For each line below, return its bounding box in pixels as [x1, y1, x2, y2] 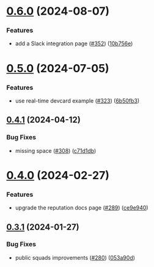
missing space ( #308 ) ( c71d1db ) [15, 147, 97, 154]
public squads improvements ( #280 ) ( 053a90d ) [15, 254, 136, 261]
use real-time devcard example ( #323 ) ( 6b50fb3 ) [15, 97, 140, 104]
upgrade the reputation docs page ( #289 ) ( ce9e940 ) [15, 204, 148, 211]
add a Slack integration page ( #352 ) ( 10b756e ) [15, 40, 133, 47]
